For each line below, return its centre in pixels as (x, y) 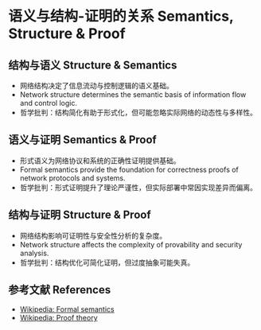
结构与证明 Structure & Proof (80, 215)
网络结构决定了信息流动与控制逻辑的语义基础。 (96, 85)
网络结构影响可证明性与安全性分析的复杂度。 (93, 235)
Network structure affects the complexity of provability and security (131, 244)
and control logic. (49, 103)
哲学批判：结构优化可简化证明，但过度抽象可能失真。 (107, 262)
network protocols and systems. (72, 178)
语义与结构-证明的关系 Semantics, (121, 16)
